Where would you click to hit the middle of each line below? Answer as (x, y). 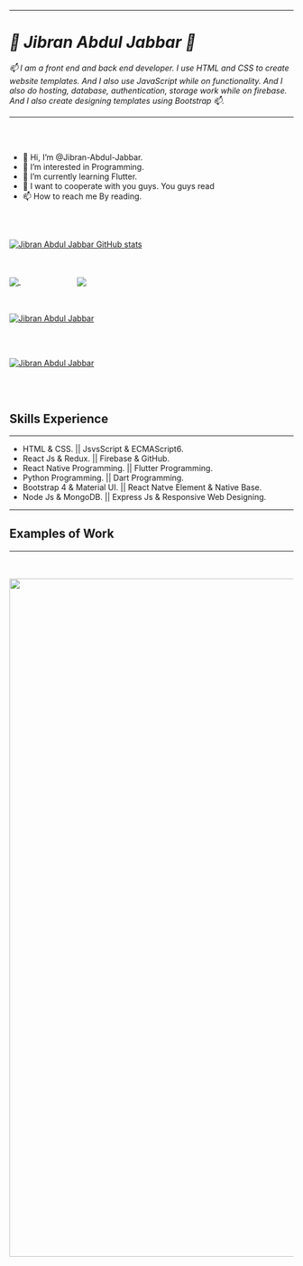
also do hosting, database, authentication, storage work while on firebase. (148, 90)
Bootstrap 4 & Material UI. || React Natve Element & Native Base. (142, 487)
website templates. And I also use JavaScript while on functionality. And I (146, 80)
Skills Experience (59, 418)
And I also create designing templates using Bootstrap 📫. (117, 100)
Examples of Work (62, 534)
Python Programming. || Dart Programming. (103, 477)
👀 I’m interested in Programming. (83, 166)
